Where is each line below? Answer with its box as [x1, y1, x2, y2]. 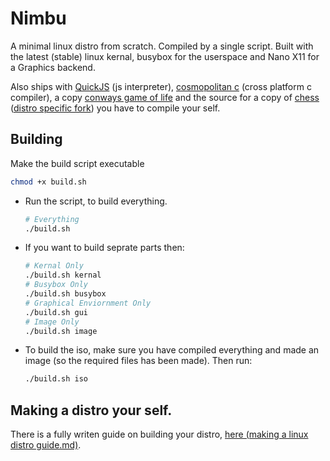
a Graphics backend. [10, 61, 96, 73]
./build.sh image [24, 326, 98, 336]
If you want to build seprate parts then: [24, 242, 185, 254]
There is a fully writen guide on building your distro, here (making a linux [10, 428, 309, 441]
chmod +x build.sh [10, 177, 87, 187]
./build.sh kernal [24, 270, 102, 281]
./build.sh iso [24, 374, 89, 384]
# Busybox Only [24, 280, 89, 290]
